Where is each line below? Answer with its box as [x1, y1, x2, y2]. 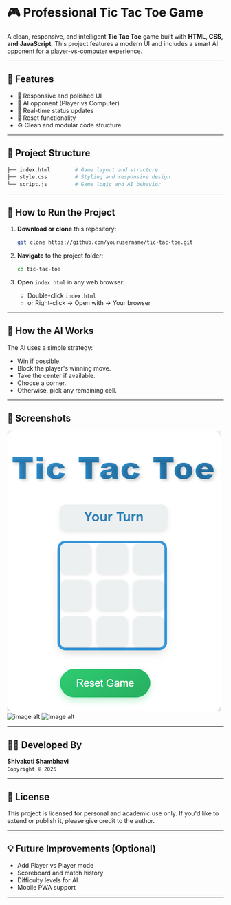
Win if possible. [16, 357, 61, 365]
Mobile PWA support [16, 883, 76, 891]
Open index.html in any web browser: [16, 278, 125, 286]
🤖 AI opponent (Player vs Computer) [16, 98, 120, 107]
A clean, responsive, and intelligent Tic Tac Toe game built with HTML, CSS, [7, 32, 223, 41]
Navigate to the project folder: [16, 251, 104, 260]
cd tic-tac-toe [16, 265, 61, 272]
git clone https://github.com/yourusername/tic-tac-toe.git [16, 239, 193, 246]
